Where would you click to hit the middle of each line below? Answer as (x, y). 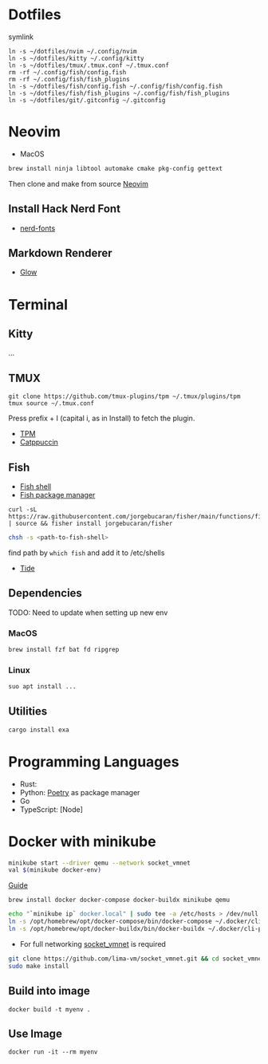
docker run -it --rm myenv (53, 1052)
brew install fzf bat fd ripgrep (64, 649)
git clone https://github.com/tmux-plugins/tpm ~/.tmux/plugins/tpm (124, 396)
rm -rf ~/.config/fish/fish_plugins (69, 79)
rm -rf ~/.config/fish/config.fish (67, 72)
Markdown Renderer (61, 253)
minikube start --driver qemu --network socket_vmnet (100, 863)
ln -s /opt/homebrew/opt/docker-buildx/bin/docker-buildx (106, 929)
